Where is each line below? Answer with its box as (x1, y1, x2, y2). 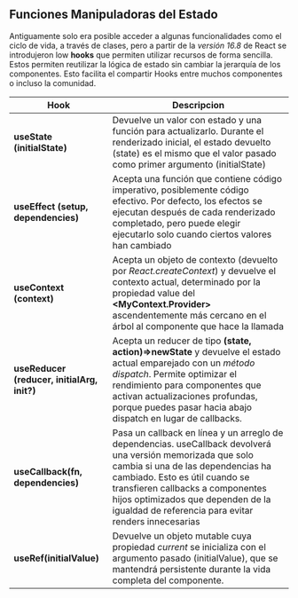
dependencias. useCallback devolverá (112, 437, 272, 450)
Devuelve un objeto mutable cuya (112, 530, 252, 542)
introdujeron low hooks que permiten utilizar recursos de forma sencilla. (9, 49, 273, 60)
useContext (13, 281, 65, 294)
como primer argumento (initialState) (112, 158, 266, 170)
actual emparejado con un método (112, 357, 255, 369)
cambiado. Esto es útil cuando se (112, 470, 250, 483)
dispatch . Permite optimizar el (112, 367, 238, 380)
